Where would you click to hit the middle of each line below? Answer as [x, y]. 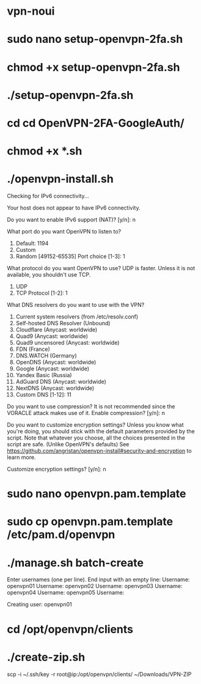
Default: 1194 [32, 243]
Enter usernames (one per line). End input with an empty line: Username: [98, 579]
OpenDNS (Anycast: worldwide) [56, 362]
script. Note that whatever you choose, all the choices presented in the [96, 438]
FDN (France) [33, 349]
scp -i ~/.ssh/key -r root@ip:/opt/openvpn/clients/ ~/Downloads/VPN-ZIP [99, 674]
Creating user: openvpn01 [39, 605]
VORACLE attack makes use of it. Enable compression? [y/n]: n [86, 413]
